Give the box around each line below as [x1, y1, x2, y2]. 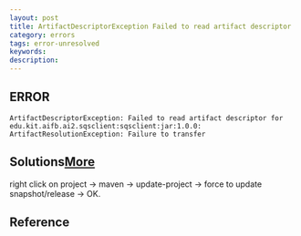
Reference [9, 215, 70, 231]
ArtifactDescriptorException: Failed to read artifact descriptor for [9, 113, 284, 123]
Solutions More [9, 154, 96, 169]
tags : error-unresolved [9, 38, 100, 48]
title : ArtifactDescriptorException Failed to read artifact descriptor [9, 22, 292, 31]
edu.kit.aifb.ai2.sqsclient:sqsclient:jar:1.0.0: [9, 121, 202, 130]
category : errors [9, 30, 76, 39]
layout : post [9, 13, 59, 23]
